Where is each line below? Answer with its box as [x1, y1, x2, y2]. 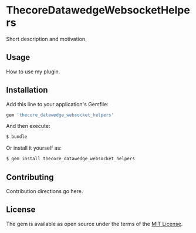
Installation [6, 85, 48, 95]
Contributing [6, 172, 54, 182]
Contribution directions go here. [6, 188, 83, 194]
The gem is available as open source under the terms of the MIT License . [6, 220, 183, 227]
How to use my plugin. [6, 68, 60, 75]
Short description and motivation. [6, 35, 87, 42]
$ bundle [6, 134, 28, 140]
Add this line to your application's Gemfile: [6, 100, 109, 107]
